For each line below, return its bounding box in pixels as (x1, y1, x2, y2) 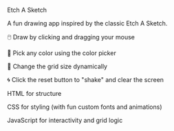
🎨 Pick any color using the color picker (7, 49, 117, 57)
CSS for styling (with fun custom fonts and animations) (7, 103, 163, 111)
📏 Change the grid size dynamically (7, 62, 108, 70)
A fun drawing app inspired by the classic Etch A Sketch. (7, 19, 168, 27)
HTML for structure (7, 90, 62, 97)
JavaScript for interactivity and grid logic (7, 117, 123, 124)
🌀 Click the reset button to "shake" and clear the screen (7, 76, 164, 83)
